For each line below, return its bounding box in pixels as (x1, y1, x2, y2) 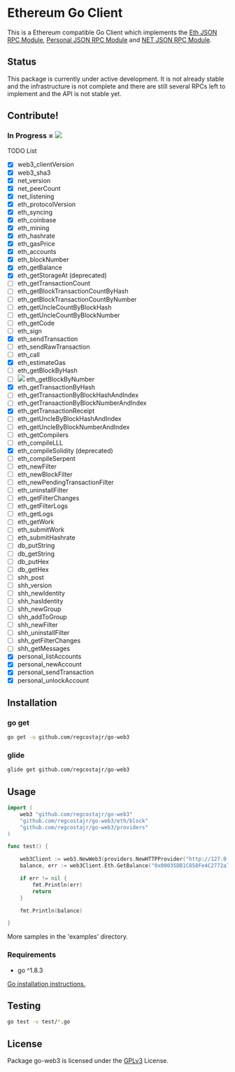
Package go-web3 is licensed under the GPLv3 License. (7, 1057, 169, 1065)
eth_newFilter (17, 462, 57, 471)
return (32, 887, 52, 895)
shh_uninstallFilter (17, 629, 70, 637)
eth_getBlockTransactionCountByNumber (17, 295, 137, 303)
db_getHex (17, 565, 49, 573)
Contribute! (7, 110, 59, 122)
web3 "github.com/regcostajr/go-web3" (20, 810, 133, 818)
